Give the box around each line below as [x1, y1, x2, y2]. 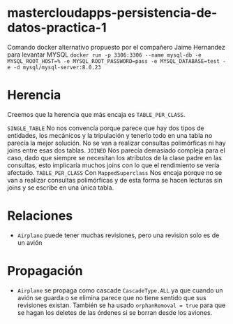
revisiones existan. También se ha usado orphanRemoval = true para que [17, 301, 226, 309]
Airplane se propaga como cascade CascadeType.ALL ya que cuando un [17, 286, 223, 295]
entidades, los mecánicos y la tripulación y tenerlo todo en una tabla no [7, 131, 213, 139]
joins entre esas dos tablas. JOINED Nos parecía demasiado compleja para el [7, 146, 225, 155]
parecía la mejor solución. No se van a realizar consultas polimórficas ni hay [7, 139, 226, 147]
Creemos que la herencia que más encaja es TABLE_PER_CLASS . [7, 110, 186, 118]
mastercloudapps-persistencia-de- [7, 5, 218, 21]
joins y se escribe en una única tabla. [7, 183, 114, 192]
